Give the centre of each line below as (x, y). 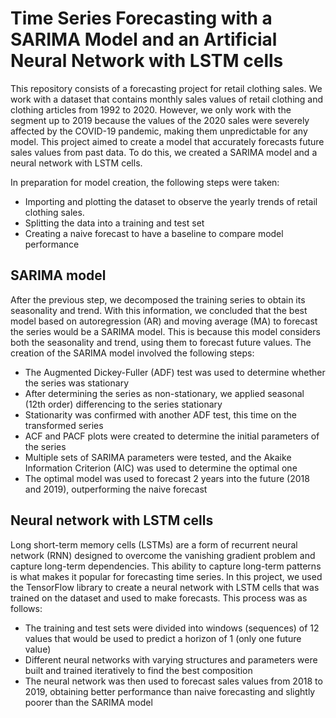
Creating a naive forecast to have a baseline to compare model (154, 233)
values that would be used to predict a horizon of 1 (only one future (163, 638)
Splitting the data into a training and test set (114, 223)
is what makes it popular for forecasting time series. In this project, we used (166, 576)
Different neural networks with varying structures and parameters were (171, 659)
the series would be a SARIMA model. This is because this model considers (165, 331)
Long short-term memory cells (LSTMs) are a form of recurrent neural (154, 544)
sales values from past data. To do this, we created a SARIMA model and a (164, 152)
